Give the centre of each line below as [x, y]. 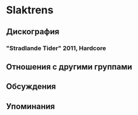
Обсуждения [31, 87]
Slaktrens [30, 10]
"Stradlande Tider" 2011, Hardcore [56, 48]
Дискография [33, 32]
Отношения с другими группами [69, 67]
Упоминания [31, 106]
